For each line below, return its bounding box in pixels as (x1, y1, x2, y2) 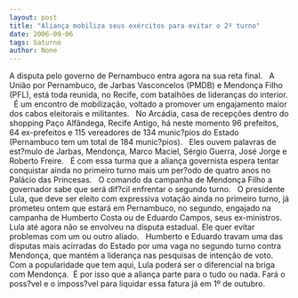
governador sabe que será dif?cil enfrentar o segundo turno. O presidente (9, 184, 286, 195)
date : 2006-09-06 (9, 29, 74, 38)
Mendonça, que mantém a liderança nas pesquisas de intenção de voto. (9, 250, 274, 261)
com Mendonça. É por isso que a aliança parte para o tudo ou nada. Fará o (9, 269, 286, 280)
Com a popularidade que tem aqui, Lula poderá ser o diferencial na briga (9, 260, 276, 270)
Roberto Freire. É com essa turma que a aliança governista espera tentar (9, 156, 279, 166)
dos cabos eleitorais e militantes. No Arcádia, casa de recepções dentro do (9, 109, 289, 119)
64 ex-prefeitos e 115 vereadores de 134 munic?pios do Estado (9, 127, 239, 138)
